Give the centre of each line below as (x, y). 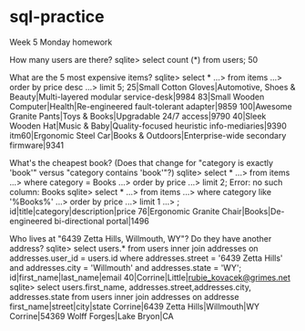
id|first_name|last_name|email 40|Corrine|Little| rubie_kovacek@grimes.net (150, 277)
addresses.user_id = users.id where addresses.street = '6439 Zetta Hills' (147, 258)
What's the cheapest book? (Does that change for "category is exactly (142, 162)
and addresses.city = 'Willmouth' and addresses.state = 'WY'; (126, 267)
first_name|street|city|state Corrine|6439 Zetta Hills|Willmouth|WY (135, 306)
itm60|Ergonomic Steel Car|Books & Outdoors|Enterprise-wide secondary (148, 135)
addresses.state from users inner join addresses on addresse (124, 296)
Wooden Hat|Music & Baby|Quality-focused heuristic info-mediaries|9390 (148, 126)
